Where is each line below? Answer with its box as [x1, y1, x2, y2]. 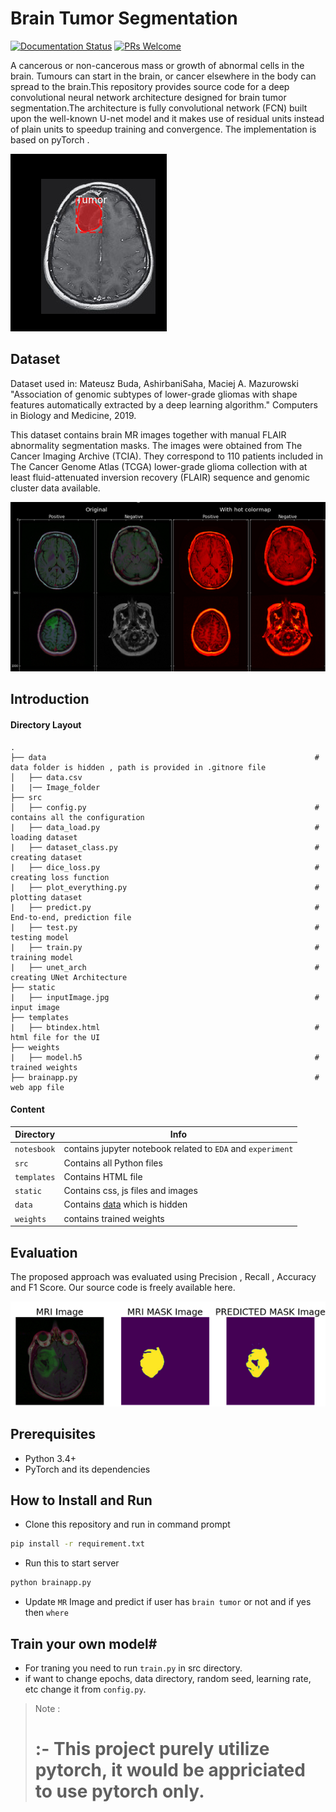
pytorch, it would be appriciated [34, 1759, 306, 1782]
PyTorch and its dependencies [24, 1463, 151, 1475]
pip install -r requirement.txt [10, 1539, 145, 1549]
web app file [10, 1082, 65, 1092]
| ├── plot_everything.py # [10, 882, 320, 892]
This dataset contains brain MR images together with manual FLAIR [10, 428, 287, 441]
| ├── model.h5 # [10, 1052, 320, 1062]
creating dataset [10, 852, 83, 862]
